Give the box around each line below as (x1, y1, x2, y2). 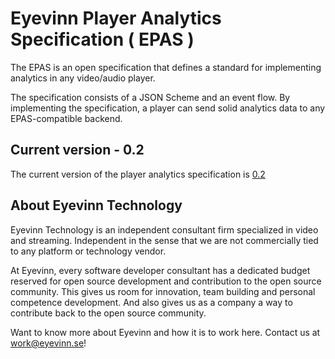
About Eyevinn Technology (10, 197, 183, 214)
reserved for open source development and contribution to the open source (10, 275, 322, 287)
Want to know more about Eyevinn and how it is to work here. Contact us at (10, 326, 321, 338)
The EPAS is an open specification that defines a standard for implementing (10, 61, 322, 73)
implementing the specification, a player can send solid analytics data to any (10, 102, 326, 114)
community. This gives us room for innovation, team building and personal (10, 285, 316, 297)
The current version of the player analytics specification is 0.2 (10, 168, 266, 180)
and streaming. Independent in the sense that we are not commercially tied (10, 234, 319, 246)
